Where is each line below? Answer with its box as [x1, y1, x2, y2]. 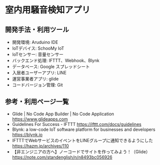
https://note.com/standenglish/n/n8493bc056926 [12, 154, 113, 160]
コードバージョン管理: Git [12, 82, 63, 88]
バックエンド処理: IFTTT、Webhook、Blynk [12, 58, 100, 63]
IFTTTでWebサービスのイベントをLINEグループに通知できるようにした [12, 137, 153, 143]
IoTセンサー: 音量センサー [12, 52, 64, 57]
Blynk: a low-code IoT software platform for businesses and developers [12, 126, 156, 132]
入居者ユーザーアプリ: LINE [12, 70, 67, 76]
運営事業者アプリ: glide [12, 76, 59, 82]
